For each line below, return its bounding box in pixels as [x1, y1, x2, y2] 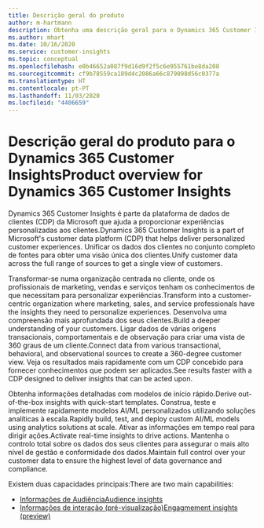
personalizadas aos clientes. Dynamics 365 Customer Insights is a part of [8, 225, 245, 235]
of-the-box [8, 398, 44, 407]
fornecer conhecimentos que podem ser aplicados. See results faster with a [8, 366, 253, 375]
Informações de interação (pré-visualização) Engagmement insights [19, 503, 238, 512]
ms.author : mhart [8, 33, 65, 42]
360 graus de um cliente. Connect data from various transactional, [8, 340, 222, 350]
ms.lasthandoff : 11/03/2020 [8, 92, 101, 100]
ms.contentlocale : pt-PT [8, 84, 90, 93]
